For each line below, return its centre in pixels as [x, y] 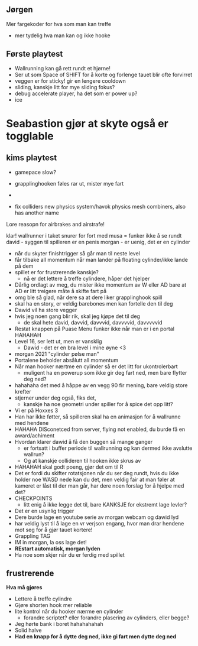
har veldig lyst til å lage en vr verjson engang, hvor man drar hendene [99, 523]
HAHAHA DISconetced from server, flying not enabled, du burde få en [100, 429]
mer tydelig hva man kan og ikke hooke [62, 35]
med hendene [32, 423]
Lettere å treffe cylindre [43, 599]
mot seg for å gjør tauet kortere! [53, 530]
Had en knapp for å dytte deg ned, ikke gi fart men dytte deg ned [95, 637]
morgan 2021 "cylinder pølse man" [57, 353]
